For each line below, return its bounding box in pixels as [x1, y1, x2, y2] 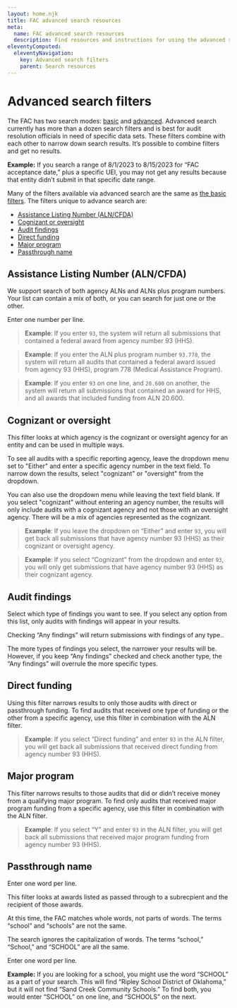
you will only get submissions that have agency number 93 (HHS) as [24, 563, 224, 572]
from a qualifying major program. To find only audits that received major [7, 796, 217, 805]
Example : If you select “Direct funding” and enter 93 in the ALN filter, [24, 735, 224, 743]
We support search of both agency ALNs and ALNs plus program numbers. [7, 287, 226, 295]
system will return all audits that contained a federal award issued [24, 358, 216, 366]
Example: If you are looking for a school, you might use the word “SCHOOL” [7, 970, 229, 978]
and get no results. [7, 146, 62, 155]
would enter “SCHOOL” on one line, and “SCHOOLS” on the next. [7, 992, 197, 1001]
